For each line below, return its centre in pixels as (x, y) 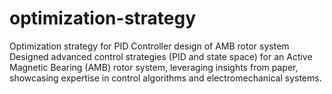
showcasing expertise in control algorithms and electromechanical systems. (165, 78)
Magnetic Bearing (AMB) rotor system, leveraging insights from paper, (154, 67)
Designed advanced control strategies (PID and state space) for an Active (161, 56)
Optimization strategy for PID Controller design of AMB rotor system (149, 46)
